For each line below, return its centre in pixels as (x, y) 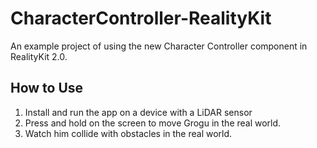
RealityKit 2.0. (39, 56)
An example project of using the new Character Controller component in (159, 46)
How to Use (47, 88)
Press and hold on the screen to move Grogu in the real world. (153, 123)
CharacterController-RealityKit (141, 18)
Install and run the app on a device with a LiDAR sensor (138, 112)
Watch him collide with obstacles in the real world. (128, 133)
